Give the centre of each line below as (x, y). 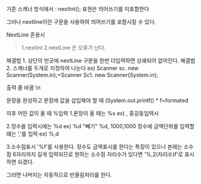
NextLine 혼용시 (26, 35)
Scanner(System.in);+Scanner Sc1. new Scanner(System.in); (82, 75)
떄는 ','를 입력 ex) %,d (33, 134)
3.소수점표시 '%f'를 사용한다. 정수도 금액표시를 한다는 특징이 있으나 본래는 (94, 147)
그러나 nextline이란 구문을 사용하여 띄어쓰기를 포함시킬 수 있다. (81, 22)
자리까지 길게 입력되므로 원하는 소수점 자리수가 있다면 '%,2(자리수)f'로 (100, 154)
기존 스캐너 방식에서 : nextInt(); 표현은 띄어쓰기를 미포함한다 (78, 9)
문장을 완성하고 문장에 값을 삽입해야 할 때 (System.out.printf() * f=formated (97, 100)
